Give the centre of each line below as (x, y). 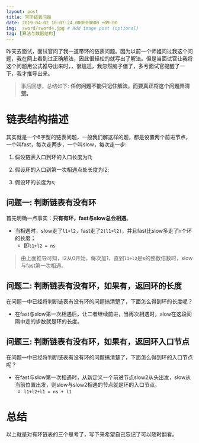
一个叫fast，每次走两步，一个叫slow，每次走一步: (67, 145)
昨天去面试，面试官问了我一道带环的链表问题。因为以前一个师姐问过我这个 (97, 52)
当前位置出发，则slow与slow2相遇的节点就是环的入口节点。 (87, 384)
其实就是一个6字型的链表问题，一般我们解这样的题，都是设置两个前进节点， (99, 137)
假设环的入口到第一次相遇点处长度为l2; (62, 170)
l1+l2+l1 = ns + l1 (48, 391)
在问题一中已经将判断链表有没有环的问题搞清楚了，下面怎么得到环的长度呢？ (99, 301)
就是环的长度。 (64, 321)
